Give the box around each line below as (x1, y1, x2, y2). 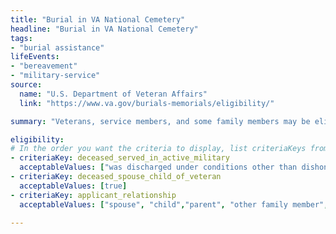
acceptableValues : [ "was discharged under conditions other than (19, 162, 298, 173)
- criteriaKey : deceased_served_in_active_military (10, 153, 230, 163)
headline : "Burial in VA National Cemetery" (10, 24, 199, 34)
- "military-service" (10, 71, 101, 81)
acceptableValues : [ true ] (19, 181, 128, 191)
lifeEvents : (10, 52, 60, 62)
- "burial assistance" (10, 42, 105, 53)
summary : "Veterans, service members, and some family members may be (10, 116, 311, 126)
